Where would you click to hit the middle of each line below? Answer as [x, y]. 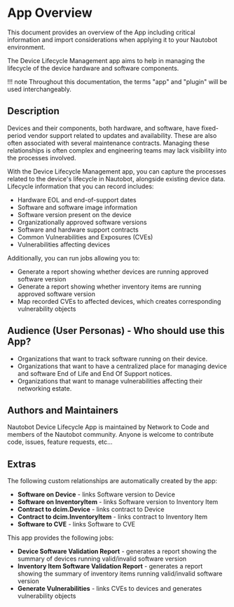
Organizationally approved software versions [82, 222]
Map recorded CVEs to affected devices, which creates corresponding [119, 301]
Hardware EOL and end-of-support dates [77, 200]
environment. [26, 47]
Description [33, 111]
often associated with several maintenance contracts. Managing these [109, 143]
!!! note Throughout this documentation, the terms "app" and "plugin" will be [117, 81]
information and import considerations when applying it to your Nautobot [112, 39]
